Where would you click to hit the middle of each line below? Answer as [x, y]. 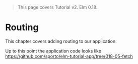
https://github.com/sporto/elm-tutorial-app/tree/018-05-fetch [69, 56]
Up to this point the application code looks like [53, 51]
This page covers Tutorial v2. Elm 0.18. [57, 7]
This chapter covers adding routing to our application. [61, 41]
